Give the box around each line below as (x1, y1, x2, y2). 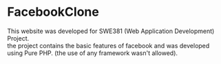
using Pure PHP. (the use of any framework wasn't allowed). (7, 49, 178, 57)
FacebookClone (7, 4, 100, 20)
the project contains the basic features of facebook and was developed (7, 41, 210, 50)
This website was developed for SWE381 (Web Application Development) (7, 27, 215, 35)
